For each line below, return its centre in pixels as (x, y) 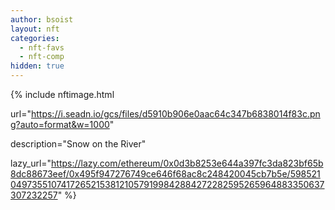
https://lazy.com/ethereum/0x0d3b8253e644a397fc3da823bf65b (187, 163)
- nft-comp (42, 57)
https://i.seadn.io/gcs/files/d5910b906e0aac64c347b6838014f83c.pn (175, 114)
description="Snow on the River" (78, 144)
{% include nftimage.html (62, 94)
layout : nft (35, 29)
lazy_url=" (31, 163)
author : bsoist (42, 19)
